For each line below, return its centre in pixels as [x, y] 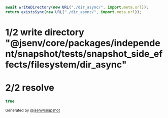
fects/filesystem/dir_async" [66, 65]
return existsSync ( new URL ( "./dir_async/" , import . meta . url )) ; [74, 12]
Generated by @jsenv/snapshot [33, 110]
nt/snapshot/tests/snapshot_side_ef [84, 54]
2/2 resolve [30, 88]
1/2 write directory [45, 32]
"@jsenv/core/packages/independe [83, 43]
